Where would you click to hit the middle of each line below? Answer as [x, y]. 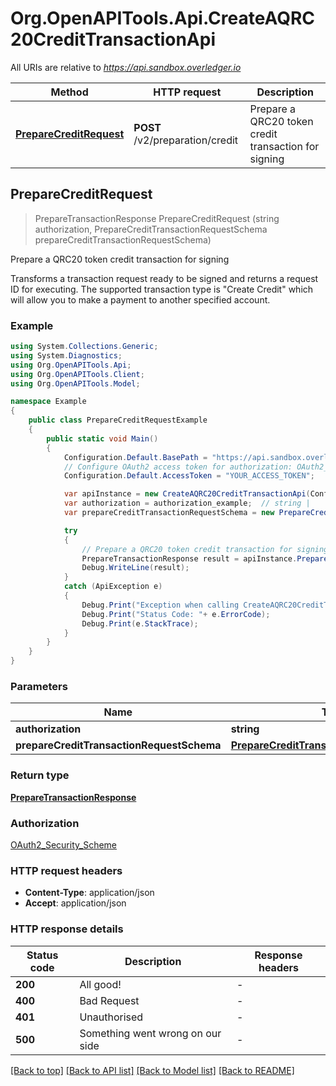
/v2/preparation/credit [186, 140]
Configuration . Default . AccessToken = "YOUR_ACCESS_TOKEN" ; [189, 476]
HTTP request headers [66, 870]
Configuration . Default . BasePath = [135, 457]
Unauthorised [111, 1017]
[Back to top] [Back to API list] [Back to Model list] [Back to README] [152, 1070]
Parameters [39, 686]
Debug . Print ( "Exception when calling [160, 605]
